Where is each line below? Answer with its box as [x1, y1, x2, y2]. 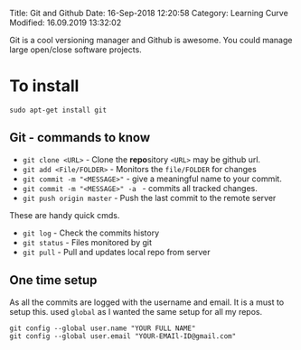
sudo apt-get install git [9, 106, 107, 115]
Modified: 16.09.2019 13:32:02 [9, 17, 122, 28]
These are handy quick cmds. [9, 209, 120, 220]
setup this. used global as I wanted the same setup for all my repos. [9, 306, 263, 317]
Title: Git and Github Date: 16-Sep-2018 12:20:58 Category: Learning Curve [9, 8, 289, 18]
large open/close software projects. [9, 44, 142, 55]
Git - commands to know [9, 130, 151, 145]
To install [9, 76, 80, 97]
